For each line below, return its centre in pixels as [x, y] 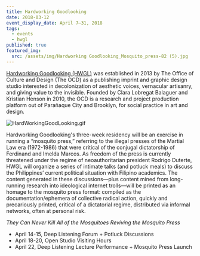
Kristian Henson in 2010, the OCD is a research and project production [93, 99]
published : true [26, 45]
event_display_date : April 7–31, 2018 [54, 23]
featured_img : [24, 51]
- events [22, 34]
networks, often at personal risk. [46, 211]
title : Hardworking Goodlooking [46, 12]
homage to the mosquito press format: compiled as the [74, 191]
